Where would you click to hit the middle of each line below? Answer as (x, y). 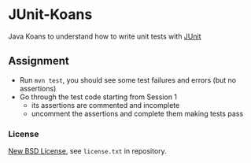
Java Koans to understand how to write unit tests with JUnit (105, 36)
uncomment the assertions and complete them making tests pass (137, 113)
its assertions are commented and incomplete (105, 105)
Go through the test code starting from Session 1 (98, 97)
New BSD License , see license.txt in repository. (87, 151)
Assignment (39, 61)
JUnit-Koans (50, 15)
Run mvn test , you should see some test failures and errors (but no (128, 80)
